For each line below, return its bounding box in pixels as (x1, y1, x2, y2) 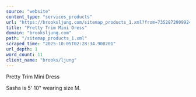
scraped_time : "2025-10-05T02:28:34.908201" (6, 41, 116, 47)
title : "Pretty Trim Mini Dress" (6, 24, 87, 31)
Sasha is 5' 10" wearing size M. (6, 84, 81, 91)
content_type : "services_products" (6, 14, 93, 20)
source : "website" (6, 8, 51, 15)
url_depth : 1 (6, 46, 38, 52)
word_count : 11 (6, 52, 43, 58)
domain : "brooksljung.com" (6, 30, 72, 36)
